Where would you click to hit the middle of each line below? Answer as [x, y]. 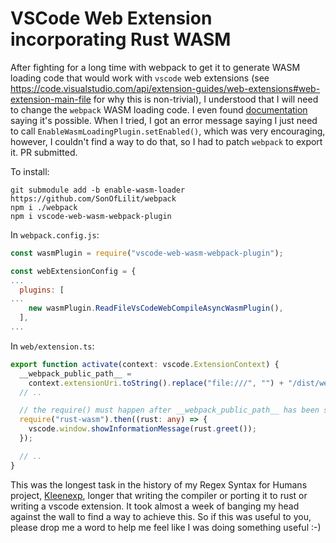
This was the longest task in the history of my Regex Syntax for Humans [159, 484]
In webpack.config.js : [55, 234]
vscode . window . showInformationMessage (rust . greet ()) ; [142, 429]
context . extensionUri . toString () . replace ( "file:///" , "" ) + [156, 383]
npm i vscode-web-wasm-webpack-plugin [91, 216]
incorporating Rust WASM [121, 39]
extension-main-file [51, 99]
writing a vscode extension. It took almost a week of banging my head [155, 506]
